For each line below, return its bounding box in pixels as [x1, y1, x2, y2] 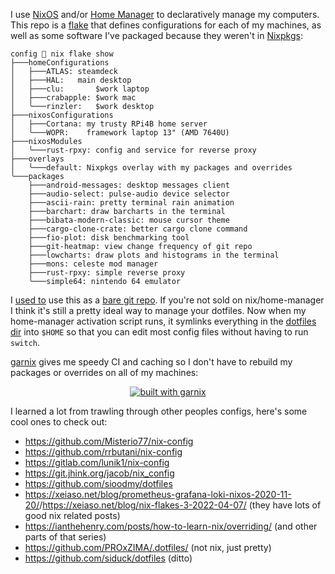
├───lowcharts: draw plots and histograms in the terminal [28, 250, 280, 260]
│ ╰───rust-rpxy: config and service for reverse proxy [10, 145, 257, 155]
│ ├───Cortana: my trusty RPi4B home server [10, 119, 208, 129]
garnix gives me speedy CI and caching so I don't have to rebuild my [10, 356, 293, 368]
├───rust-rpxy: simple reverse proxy [28, 268, 186, 278]
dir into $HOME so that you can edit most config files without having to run [10, 326, 309, 338]
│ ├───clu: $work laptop [10, 84, 150, 94]
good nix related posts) [24, 510, 121, 521]
